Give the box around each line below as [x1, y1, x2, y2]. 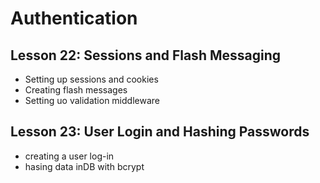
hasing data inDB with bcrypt [24, 160, 145, 172]
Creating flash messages [24, 84, 128, 96]
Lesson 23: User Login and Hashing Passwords [10, 123, 310, 141]
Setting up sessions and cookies [24, 73, 159, 85]
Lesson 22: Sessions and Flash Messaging [10, 47, 282, 64]
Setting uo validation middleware [24, 95, 160, 106]
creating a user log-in [24, 150, 115, 162]
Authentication [10, 7, 138, 30]
